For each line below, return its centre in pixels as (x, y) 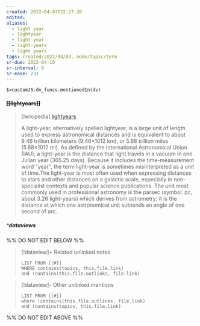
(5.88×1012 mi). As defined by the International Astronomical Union (104, 148)
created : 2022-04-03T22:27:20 (44, 12)
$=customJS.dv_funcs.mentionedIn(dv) (54, 90)
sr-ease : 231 (23, 74)
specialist (33, 186)
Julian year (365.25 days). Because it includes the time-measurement (108, 160)
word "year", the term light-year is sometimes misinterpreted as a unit (108, 167)
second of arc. (39, 212)
